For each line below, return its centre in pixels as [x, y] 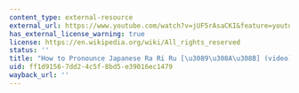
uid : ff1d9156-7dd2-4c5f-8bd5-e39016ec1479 [91, 67]
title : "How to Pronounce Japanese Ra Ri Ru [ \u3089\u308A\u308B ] [135, 58]
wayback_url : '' [39, 75]
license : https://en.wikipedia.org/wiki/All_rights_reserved [125, 42]
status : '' [29, 50]
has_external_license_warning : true [77, 34]
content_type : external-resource [71, 17]
